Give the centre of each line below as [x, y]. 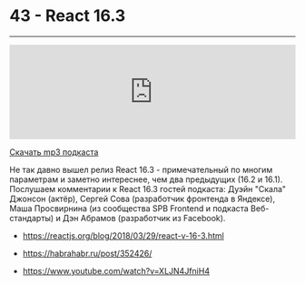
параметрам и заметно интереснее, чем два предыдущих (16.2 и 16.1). [146, 179]
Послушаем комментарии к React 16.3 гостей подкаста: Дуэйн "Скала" [148, 188]
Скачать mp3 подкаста [54, 152]
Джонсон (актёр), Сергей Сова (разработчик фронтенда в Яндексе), [142, 198]
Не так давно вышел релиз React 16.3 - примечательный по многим [141, 169]
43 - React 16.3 [68, 16]
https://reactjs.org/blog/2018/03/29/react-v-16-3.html [123, 235]
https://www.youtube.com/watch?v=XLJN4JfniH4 [116, 270]
